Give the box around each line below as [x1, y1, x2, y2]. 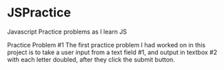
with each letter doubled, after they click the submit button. [7, 55, 176, 63]
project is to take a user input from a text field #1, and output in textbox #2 [7, 48, 218, 56]
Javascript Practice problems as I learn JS [7, 27, 128, 36]
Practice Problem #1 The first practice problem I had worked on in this [7, 40, 205, 49]
